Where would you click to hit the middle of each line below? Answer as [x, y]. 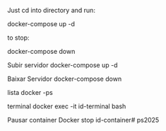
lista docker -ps [30, 92]
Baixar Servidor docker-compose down [65, 79]
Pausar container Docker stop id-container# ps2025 [83, 120]
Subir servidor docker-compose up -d [63, 65]
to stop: [18, 38]
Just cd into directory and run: [51, 10]
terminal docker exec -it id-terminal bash [67, 106]
